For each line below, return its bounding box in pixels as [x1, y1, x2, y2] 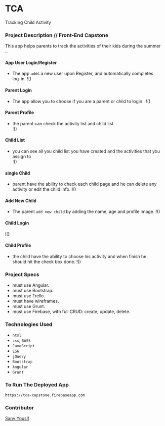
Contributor [5, 404, 34, 411]
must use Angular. [12, 282, 49, 288]
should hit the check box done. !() [12, 259, 82, 265]
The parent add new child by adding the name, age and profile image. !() [12, 209, 161, 214]
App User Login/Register [5, 59, 57, 65]
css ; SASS [12, 337, 31, 343]
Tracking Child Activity [5, 19, 51, 25]
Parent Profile [5, 109, 34, 115]
